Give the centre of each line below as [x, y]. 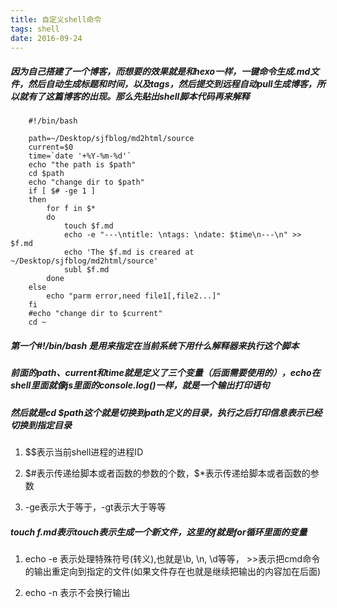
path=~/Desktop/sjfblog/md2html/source [111, 139]
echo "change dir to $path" [86, 182]
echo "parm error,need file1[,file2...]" [134, 296]
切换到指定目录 [41, 425]
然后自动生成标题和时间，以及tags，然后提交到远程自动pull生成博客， [172, 83]
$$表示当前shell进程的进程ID [84, 452]
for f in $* [71, 209]
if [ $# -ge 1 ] [62, 191]
